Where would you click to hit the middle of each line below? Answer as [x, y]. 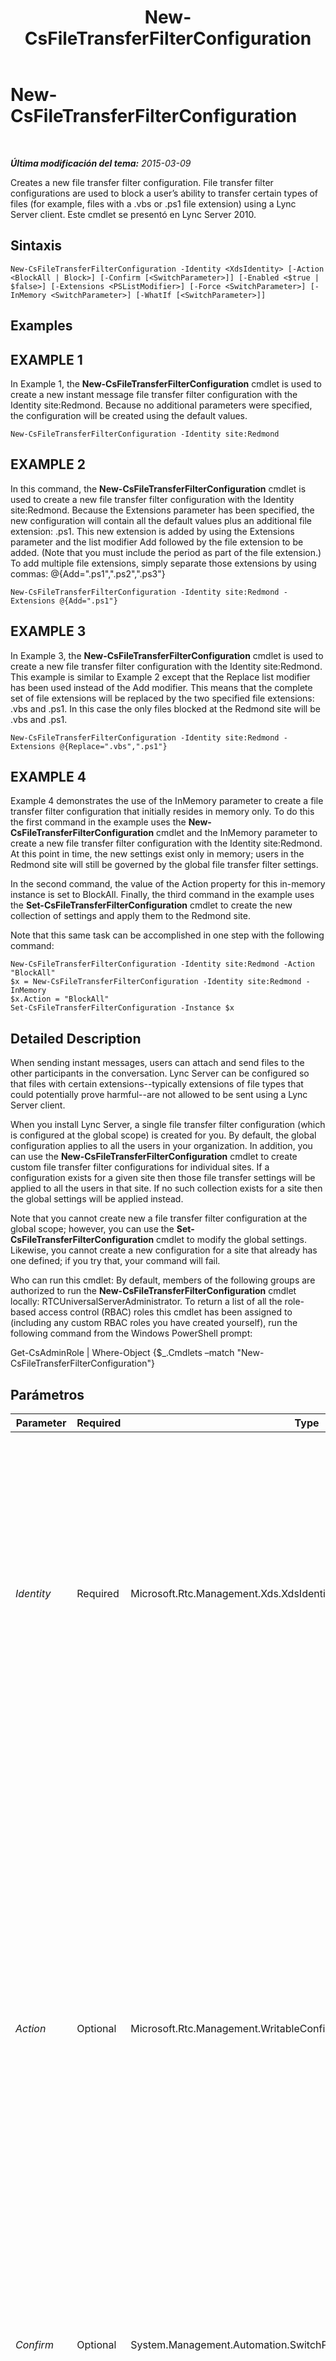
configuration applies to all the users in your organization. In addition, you [161, 1146]
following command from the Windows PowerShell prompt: [131, 1333]
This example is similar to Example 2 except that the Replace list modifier [160, 677]
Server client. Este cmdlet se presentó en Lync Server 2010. [133, 214]
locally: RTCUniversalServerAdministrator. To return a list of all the [146, 1302]
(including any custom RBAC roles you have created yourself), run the [154, 1323]
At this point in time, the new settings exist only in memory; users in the [157, 854]
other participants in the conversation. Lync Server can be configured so [160, 1073]
